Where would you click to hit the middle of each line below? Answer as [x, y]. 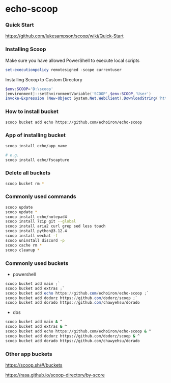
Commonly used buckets [37, 263]
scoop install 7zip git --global [41, 221]
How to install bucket [32, 111]
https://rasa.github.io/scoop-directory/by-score [55, 375]
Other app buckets [29, 354]
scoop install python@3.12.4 [36, 231]
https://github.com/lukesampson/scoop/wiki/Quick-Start [64, 36]
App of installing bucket [36, 135]
